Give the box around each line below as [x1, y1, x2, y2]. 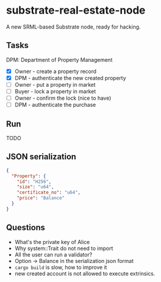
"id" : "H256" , [17, 179, 51, 185]
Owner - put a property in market [14, 81, 96, 88]
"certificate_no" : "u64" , [17, 189, 81, 196]
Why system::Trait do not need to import [14, 245, 114, 252]
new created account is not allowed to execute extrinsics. [14, 270, 156, 277]
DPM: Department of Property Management [6, 56, 113, 63]
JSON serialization [6, 152, 76, 162]
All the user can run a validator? [14, 251, 93, 258]
